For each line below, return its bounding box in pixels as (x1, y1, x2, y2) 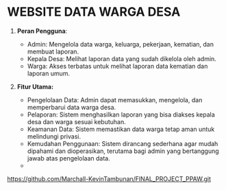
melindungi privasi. (27, 132, 81, 141)
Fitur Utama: (16, 82, 53, 91)
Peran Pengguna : (16, 27, 68, 35)
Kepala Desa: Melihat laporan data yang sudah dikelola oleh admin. (27, 54, 217, 62)
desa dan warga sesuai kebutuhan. (27, 117, 126, 126)
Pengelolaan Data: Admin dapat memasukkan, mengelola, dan (27, 95, 203, 104)
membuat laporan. (27, 47, 79, 56)
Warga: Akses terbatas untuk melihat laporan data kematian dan (27, 62, 208, 70)
